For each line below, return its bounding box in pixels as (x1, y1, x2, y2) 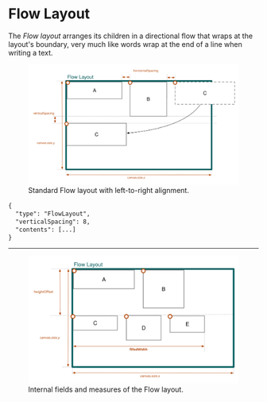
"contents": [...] (15, 226, 77, 234)
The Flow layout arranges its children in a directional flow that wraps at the (8, 31, 253, 41)
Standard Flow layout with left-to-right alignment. (28, 185, 189, 195)
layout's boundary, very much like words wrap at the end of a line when (8, 39, 242, 48)
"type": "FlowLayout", (15, 210, 91, 218)
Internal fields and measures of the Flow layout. (28, 385, 184, 394)
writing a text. (8, 48, 53, 57)
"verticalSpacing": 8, (15, 218, 91, 226)
